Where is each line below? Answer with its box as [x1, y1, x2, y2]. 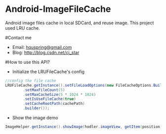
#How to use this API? [5, 59, 50, 65]
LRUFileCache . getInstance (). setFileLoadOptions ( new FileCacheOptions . [5, 83, 154, 88]
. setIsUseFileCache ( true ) [23, 96, 77, 102]
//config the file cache [5, 78, 56, 83]
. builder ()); [23, 106, 50, 111]
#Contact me [5, 35, 32, 41]
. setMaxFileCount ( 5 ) [23, 88, 65, 92]
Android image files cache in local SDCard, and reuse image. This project [5, 20, 154, 26]
